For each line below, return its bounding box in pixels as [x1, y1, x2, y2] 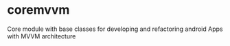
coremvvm [7, 2, 70, 18]
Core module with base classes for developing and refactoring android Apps [7, 25, 223, 33]
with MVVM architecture [7, 32, 76, 40]
